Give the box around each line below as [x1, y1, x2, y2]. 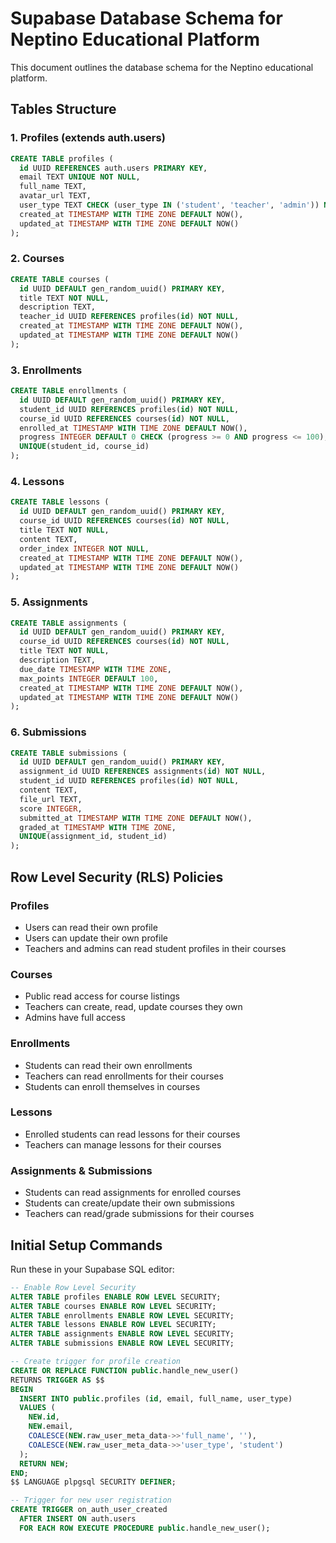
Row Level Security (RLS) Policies [10, 868, 224, 886]
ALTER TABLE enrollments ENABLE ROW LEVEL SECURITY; [10, 1310, 235, 1321]
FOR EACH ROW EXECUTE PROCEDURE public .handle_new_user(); [19, 1523, 271, 1533]
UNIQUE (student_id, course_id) [19, 442, 150, 452]
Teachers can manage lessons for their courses [24, 1138, 222, 1151]
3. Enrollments [10, 363, 83, 377]
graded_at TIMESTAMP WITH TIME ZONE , [19, 822, 177, 832]
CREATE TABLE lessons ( [10, 497, 110, 507]
